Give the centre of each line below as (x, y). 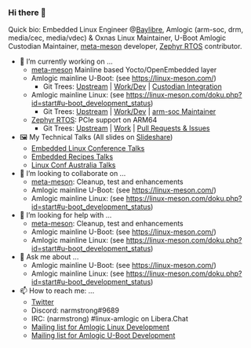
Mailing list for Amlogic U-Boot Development (103, 335)
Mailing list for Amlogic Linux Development (100, 327)
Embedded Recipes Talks (72, 157)
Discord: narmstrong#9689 (75, 310)
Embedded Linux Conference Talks (88, 148)
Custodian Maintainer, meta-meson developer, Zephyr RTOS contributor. (125, 46)
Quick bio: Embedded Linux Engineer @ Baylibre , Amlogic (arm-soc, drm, (126, 30)
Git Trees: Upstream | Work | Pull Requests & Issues (126, 128)
